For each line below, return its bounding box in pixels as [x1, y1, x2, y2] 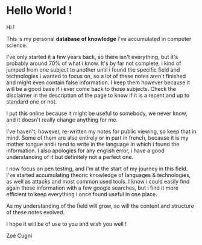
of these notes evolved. [6, 208, 65, 216]
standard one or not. [6, 98, 57, 105]
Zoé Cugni [6, 232, 33, 239]
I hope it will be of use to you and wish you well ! [6, 220, 127, 228]
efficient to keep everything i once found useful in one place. [6, 190, 158, 197]
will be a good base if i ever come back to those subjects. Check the [6, 85, 177, 92]
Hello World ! [6, 4, 72, 17]
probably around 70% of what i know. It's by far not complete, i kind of [6, 60, 181, 67]
